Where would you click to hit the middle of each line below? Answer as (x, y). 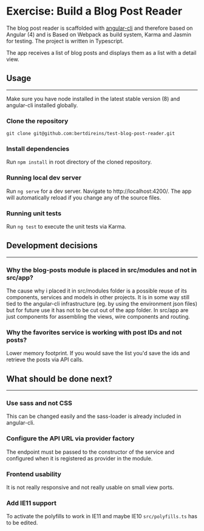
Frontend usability (34, 474)
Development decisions (52, 245)
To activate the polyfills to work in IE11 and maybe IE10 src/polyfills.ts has (102, 516)
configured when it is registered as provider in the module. (80, 458)
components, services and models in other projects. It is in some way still (98, 297)
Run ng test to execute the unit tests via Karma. (66, 226)
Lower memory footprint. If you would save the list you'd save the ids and (98, 353)
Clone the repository (37, 121)
